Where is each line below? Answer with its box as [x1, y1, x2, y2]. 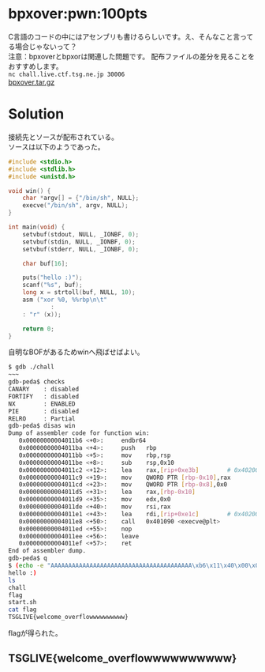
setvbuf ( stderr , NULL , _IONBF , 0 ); [22, 245, 140, 253]
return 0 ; [22, 325, 55, 333]
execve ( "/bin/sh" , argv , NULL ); [22, 202, 129, 210]
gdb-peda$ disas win [8, 422, 77, 430]
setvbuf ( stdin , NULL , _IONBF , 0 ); [22, 238, 136, 246]
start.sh [8, 598, 37, 606]
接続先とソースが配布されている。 [8, 132, 118, 142]
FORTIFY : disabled [8, 392, 80, 400]
